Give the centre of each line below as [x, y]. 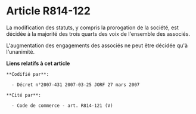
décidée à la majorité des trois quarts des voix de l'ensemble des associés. [98, 33]
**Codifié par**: [28, 74]
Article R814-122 [49, 11]
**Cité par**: [24, 95]
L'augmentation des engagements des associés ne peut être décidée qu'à [97, 45]
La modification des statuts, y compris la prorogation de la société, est [92, 27]
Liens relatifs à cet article [38, 63]
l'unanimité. [20, 51]
